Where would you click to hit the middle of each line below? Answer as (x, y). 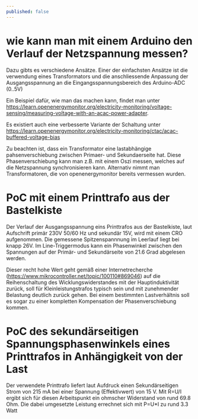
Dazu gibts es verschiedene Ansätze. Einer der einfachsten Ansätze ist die (97, 70)
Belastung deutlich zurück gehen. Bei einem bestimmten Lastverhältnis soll (98, 295)
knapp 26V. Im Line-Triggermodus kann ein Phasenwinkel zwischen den (94, 245)
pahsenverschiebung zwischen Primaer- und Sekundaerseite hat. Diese (94, 155)
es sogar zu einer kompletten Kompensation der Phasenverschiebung (91, 301)
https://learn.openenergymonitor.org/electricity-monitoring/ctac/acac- (92, 130)
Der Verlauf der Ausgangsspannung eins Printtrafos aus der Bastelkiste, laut (99, 226)
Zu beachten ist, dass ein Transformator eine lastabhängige (79, 148)
